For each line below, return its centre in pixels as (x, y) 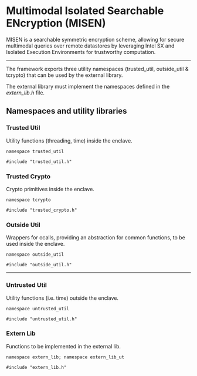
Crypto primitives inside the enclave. (50, 189)
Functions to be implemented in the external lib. (64, 346)
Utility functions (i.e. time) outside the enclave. (62, 298)
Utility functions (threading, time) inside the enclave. (69, 140)
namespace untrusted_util (38, 309)
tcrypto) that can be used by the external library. (64, 75)
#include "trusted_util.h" (39, 162)
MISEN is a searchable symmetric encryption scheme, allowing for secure (95, 39)
